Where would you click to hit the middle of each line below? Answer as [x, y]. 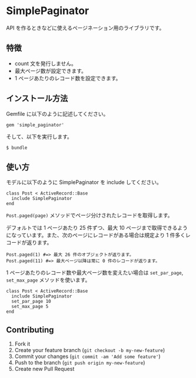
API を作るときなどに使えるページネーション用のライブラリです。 [85, 28]
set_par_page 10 [31, 302]
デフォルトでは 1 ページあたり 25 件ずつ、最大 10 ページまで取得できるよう [97, 228]
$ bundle [17, 148]
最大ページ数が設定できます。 [51, 71]
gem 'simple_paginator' [35, 125]
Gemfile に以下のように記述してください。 [57, 113]
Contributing [30, 330]
